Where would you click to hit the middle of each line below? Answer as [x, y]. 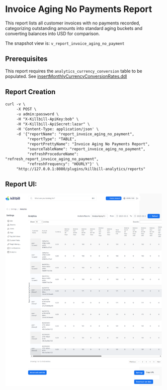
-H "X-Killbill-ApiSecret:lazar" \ [53, 124]
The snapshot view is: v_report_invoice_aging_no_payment [65, 43]
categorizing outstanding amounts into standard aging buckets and [74, 28]
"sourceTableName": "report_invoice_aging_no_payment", [86, 149]
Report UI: [21, 184]
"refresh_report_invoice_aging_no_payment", [52, 159]
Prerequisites [26, 59]
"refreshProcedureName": [53, 154]
